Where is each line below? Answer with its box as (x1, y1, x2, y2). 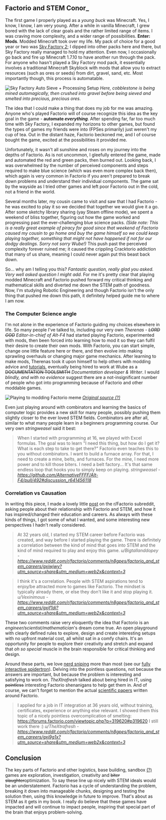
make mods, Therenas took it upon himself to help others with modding (5, 359, 151, 364)
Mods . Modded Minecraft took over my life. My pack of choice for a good (5, 38, 155, 44)
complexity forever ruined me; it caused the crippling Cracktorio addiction (5, 246, 156, 252)
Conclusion (5, 753, 42, 762)
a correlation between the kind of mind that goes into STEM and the (17, 542, 156, 548)
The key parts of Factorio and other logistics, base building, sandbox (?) (5, 767, 152, 773)
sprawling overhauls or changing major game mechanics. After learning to (5, 353, 157, 360)
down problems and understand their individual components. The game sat (5, 178, 159, 184)
